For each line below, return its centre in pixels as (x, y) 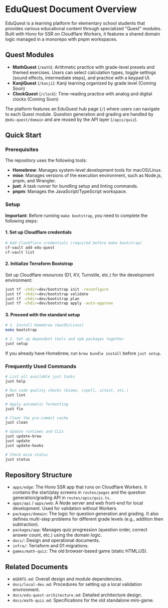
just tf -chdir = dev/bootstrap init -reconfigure (57, 289)
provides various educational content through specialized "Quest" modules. (83, 28)
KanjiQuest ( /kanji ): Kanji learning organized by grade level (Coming (84, 83)
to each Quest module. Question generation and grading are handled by (79, 114)
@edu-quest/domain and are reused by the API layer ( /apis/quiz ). (71, 119)
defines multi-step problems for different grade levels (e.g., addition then (88, 519)
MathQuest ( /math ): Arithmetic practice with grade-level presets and (83, 67)
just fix (14, 409)
